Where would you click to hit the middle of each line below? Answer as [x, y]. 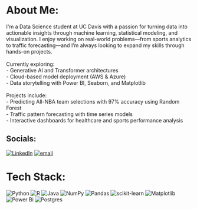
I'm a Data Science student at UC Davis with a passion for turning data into [97, 26]
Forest [14, 108]
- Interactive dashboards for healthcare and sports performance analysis [95, 120]
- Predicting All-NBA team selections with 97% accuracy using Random [93, 101]
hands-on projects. [29, 51]
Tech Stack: [36, 177]
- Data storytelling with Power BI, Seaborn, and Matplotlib [76, 82]
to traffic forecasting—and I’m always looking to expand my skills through [95, 45]
